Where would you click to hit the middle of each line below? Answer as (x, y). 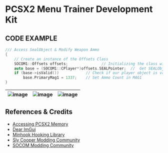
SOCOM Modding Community (43, 145)
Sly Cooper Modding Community (46, 140)
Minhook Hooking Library (38, 134)
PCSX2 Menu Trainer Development (79, 9)
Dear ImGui (24, 129)
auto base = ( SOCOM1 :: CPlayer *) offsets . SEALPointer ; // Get (80, 68)
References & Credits (39, 112)
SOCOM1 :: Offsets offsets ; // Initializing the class (86, 63)
